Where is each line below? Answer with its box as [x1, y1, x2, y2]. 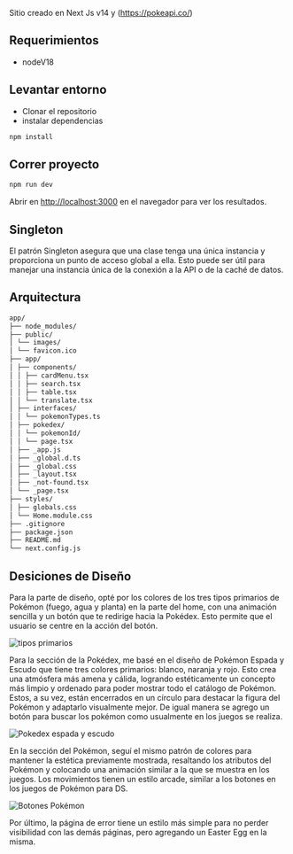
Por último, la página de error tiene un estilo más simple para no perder [9, 818, 269, 827]
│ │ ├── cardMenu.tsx [9, 371, 89, 380]
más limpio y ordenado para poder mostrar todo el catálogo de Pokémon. [9, 683, 277, 694]
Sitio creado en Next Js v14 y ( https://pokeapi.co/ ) [9, 8, 193, 18]
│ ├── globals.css [9, 502, 77, 512]
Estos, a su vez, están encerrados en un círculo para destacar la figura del [9, 693, 281, 703]
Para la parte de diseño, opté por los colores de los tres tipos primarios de [9, 593, 280, 602]
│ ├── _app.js [9, 445, 62, 454]
